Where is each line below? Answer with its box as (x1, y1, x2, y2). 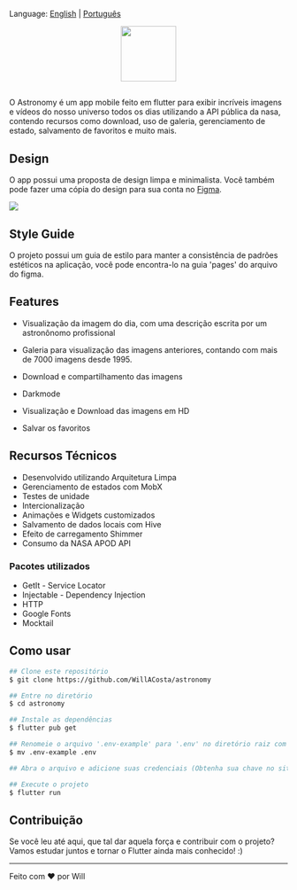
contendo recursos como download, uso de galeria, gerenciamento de (9, 116, 266, 127)
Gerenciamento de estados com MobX (21, 481, 163, 492)
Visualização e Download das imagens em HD (21, 405, 190, 416)
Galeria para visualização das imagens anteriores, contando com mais (21, 344, 278, 355)
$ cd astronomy (9, 699, 65, 708)
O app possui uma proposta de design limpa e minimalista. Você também (9, 175, 276, 185)
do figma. (9, 269, 44, 279)
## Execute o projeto (9, 780, 89, 789)
